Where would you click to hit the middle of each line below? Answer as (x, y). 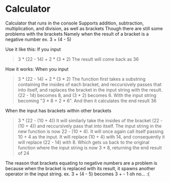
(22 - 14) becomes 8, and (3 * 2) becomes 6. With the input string (87, 95)
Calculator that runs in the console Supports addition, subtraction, (75, 23)
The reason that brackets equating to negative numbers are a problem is (81, 163)
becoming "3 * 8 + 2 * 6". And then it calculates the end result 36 (87, 101)
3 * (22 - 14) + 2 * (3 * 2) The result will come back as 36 (78, 59)
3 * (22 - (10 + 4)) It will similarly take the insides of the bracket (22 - (90, 120)
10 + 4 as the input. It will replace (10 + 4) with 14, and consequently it (91, 136)
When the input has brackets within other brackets (58, 110)
